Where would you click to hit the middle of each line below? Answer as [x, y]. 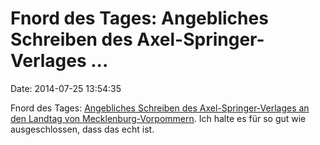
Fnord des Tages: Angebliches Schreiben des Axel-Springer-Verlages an [160, 108]
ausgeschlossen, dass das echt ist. [82, 129]
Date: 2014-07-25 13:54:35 [66, 88]
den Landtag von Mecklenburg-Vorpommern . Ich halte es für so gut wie [158, 118]
